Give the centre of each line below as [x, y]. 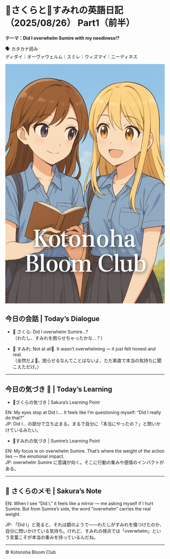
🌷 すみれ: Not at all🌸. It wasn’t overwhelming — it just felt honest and [84, 349]
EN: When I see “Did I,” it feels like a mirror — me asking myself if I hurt [79, 503]
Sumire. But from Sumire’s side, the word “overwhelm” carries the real [78, 509]
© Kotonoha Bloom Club [31, 552]
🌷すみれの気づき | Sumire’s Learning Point [56, 441]
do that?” [15, 418]
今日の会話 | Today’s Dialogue [52, 319]
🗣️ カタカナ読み [22, 49]
